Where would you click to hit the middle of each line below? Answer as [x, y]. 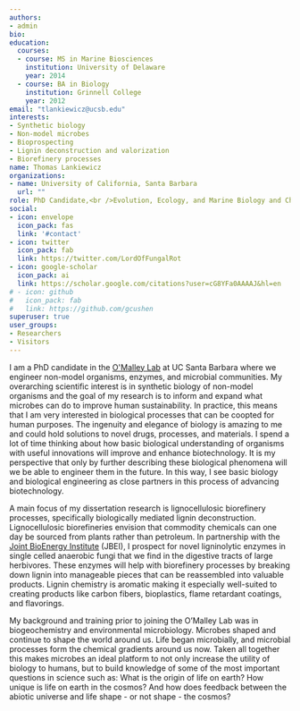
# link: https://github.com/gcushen [81, 309]
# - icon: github [42, 292]
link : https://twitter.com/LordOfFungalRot [99, 259]
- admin [24, 26]
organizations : [37, 175]
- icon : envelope [42, 217]
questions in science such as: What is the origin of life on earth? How [137, 677]
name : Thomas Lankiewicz [55, 167]
